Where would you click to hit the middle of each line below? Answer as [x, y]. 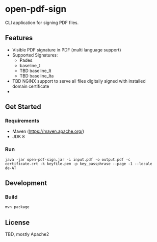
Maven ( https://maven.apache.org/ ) [48, 131]
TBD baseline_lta [37, 76]
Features [19, 38]
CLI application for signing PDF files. [42, 23]
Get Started [23, 107]
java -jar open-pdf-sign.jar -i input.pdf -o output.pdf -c [68, 159]
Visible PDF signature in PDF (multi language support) [66, 49]
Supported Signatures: [35, 55]
